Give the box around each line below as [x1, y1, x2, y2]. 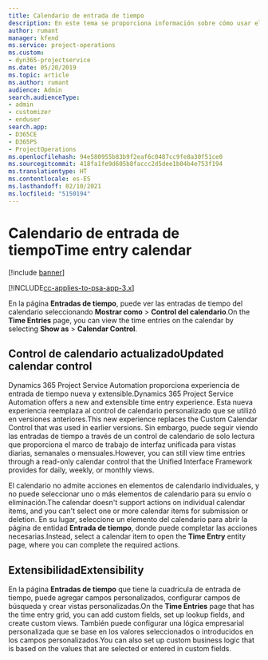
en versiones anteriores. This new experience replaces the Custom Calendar [8, 414, 258, 424]
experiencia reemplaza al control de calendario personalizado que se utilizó [8, 406, 257, 416]
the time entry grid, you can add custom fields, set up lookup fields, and [8, 610, 245, 619]
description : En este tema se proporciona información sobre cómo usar [8, 19, 251, 27]
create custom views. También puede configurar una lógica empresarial [8, 619, 245, 628]
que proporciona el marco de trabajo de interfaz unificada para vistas [8, 440, 237, 449]
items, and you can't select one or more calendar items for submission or [8, 506, 249, 516]
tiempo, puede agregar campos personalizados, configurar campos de [8, 593, 241, 603]
